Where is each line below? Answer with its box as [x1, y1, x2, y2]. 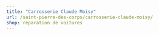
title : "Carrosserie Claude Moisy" [6, 8, 96, 15]
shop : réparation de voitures [6, 20, 83, 26]
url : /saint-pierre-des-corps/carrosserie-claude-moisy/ [6, 14, 154, 20]
